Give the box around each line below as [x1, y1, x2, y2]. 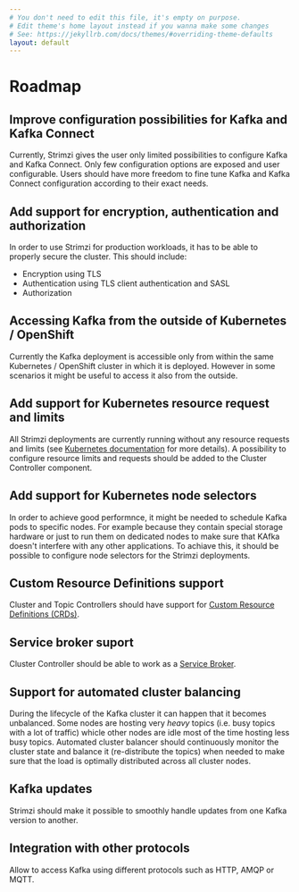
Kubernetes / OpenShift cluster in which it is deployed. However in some [9, 360, 276, 371]
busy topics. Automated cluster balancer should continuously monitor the [9, 736, 279, 747]
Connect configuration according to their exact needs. [9, 178, 209, 189]
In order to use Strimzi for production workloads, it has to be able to [9, 242, 259, 253]
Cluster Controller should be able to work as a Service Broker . [9, 659, 237, 669]
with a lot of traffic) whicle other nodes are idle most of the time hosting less [9, 727, 290, 737]
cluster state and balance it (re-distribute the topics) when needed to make [9, 745, 286, 756]
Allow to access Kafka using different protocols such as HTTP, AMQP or [9, 864, 275, 875]
